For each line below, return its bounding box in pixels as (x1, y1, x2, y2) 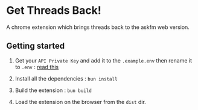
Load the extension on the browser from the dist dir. (14, 98, 146, 105)
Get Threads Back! (6, 4, 101, 17)
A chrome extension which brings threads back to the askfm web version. (6, 23, 190, 31)
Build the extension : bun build (14, 87, 92, 94)
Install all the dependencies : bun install (14, 75, 118, 82)
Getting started (6, 41, 65, 51)
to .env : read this (14, 63, 59, 70)
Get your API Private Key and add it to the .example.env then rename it (14, 57, 192, 64)
